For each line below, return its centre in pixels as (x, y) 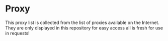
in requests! (18, 33)
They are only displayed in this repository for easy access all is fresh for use (84, 27)
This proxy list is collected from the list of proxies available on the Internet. (82, 22)
